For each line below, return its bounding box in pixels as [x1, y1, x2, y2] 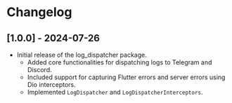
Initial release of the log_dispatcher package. [16, 50, 147, 59]
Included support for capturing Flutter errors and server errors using [27, 73, 226, 81]
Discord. [27, 66, 52, 74]
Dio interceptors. [27, 81, 76, 88]
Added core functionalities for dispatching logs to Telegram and [27, 58, 212, 67]
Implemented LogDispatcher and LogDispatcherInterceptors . [27, 88, 203, 96]
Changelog [6, 4, 72, 20]
